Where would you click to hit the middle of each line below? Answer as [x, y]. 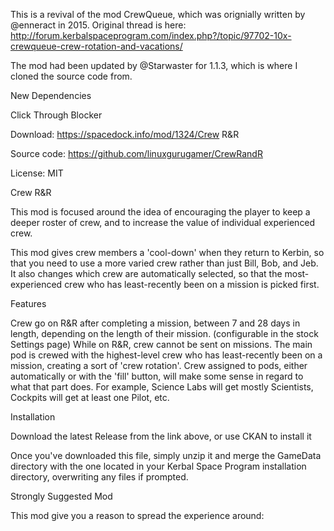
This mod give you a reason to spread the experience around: [137, 515]
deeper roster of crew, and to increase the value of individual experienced [163, 222]
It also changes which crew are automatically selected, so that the [146, 273]
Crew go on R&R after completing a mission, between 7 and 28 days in [155, 323]
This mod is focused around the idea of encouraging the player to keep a [160, 212]
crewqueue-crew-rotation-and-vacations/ [96, 46]
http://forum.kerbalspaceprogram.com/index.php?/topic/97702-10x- [151, 35]
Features [28, 303]
